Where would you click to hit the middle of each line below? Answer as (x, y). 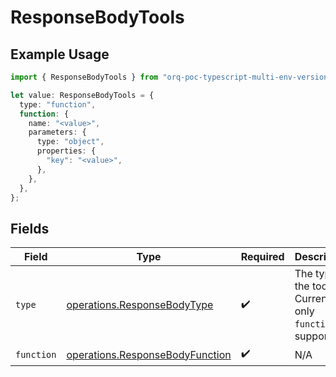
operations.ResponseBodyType (140, 305)
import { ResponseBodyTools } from (84, 77)
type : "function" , (58, 104)
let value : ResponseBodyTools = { (82, 95)
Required (262, 257)
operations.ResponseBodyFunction (149, 354)
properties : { (66, 151)
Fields (30, 228)
